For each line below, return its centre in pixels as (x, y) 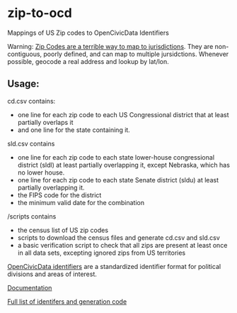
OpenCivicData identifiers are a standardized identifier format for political (114, 266)
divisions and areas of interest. (52, 274)
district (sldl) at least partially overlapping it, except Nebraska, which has (123, 165)
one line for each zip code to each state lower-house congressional (116, 157)
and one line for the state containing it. (74, 130)
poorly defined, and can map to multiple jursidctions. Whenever (136, 54)
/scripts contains (32, 216)
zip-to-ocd (40, 13)
